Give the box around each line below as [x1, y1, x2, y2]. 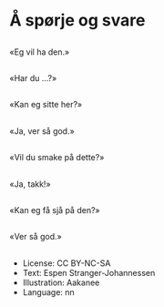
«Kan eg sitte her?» [9, 99, 83, 110]
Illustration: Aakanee [22, 277, 100, 288]
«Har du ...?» [9, 72, 57, 83]
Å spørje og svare [9, 10, 146, 31]
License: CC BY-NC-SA [22, 257, 111, 269]
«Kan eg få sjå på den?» [9, 204, 100, 215]
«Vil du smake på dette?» [9, 152, 105, 163]
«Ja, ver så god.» [9, 125, 75, 137]
